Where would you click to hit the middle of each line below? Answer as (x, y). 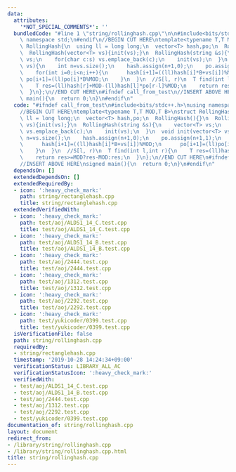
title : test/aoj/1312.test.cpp (66, 288)
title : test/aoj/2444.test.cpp (66, 268)
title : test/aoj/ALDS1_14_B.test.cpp (75, 249)
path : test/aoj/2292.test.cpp (64, 301)
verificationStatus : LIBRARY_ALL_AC (67, 367)
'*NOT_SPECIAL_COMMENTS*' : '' (64, 27)
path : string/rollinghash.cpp (58, 340)
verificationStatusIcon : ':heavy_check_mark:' (83, 373)
